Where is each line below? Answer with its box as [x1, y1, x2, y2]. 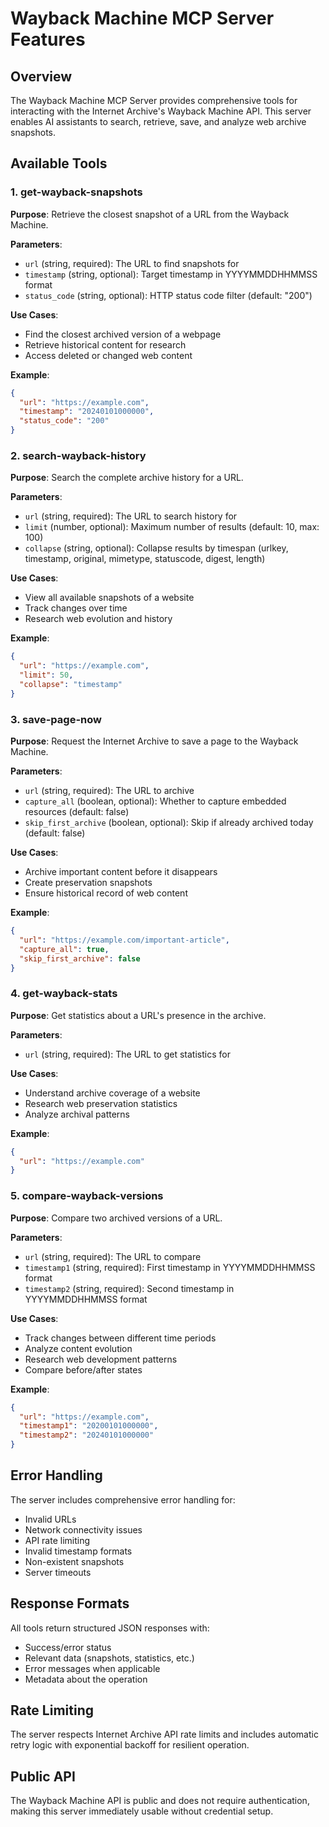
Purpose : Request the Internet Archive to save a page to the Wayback [10, 735, 299, 747]
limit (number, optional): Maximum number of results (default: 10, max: [24, 521, 320, 533]
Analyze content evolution [24, 1342, 133, 1354]
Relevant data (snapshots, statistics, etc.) [24, 1652, 195, 1664]
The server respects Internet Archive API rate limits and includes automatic [10, 1728, 319, 1741]
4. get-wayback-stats [10, 987, 118, 1001]
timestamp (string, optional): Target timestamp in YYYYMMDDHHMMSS [24, 268, 318, 280]
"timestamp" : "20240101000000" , [19, 407, 155, 417]
